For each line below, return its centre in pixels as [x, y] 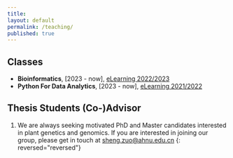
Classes [25, 61]
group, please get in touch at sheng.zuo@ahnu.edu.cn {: [99, 140]
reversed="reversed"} [49, 147]
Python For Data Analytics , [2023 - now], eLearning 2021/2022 [110, 86]
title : [17, 14]
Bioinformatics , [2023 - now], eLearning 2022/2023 [93, 79]
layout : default [31, 20]
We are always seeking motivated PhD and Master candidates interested [122, 125]
